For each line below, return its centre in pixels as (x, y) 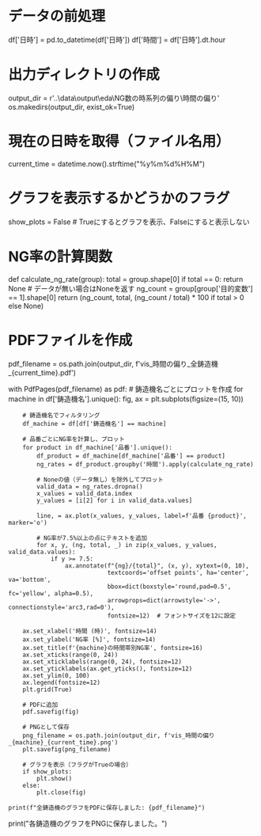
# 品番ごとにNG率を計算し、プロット (74, 439)
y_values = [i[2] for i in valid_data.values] (115, 500)
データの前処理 (57, 16)
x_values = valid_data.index (85, 493)
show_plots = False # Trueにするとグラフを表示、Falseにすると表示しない (129, 222)
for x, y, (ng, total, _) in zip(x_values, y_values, (127, 545)
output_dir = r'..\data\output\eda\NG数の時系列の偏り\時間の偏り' (114, 98)
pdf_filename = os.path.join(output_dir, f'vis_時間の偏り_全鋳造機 (113, 363)
